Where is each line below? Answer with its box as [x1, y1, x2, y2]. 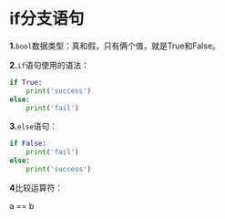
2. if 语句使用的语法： [9, 59, 89, 70]
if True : [9, 78, 43, 87]
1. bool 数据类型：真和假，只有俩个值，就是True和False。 [9, 40, 221, 51]
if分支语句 [9, 8, 85, 29]
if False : [9, 139, 47, 149]
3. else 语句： [9, 120, 58, 132]
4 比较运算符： [9, 182, 64, 193]
